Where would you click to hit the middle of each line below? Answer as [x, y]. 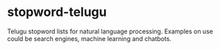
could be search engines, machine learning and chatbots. [90, 38]
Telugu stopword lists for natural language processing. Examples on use [110, 31]
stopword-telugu [57, 12]
